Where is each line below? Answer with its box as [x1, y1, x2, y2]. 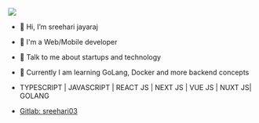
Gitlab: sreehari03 [19, 107, 78, 115]
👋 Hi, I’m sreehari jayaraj [19, 22, 98, 31]
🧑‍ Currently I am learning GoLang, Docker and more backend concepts [19, 67, 250, 77]
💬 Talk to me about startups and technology [19, 52, 162, 62]
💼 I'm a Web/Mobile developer [19, 38, 118, 46]
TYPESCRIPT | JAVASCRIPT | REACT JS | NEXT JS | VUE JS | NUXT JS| [19, 83, 252, 92]
